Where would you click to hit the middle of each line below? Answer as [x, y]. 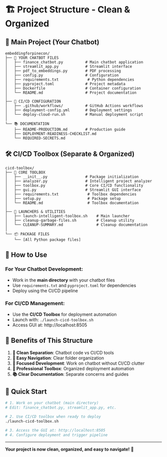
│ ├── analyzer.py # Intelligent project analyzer [79, 181]
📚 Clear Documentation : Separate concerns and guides [70, 374]
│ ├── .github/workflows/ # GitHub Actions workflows [74, 106]
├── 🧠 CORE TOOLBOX [25, 172]
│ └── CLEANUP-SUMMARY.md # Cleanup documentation [77, 225]
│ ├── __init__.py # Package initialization [72, 177]
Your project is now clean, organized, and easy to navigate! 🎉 [70, 449]
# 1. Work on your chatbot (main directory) [52, 403]
